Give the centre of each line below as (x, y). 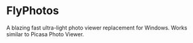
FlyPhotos (33, 11)
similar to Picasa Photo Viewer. (45, 34)
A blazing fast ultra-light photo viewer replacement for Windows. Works (97, 28)
